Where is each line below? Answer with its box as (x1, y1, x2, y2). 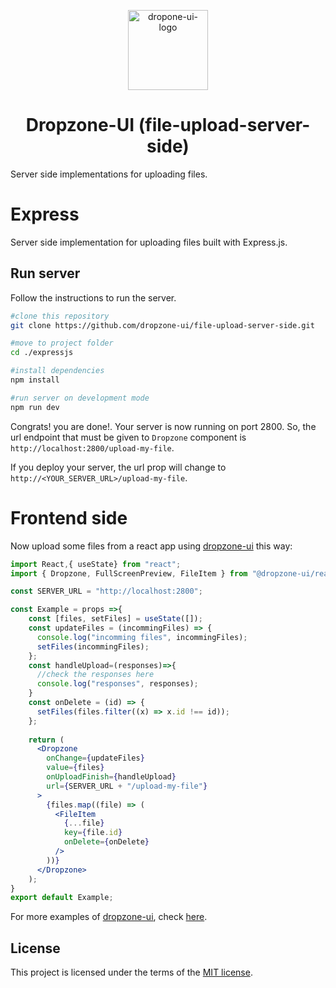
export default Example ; (10, 893, 114, 903)
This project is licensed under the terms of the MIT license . (10, 966, 253, 979)
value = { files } (46, 763, 105, 773)
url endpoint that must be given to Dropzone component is (10, 431, 247, 443)
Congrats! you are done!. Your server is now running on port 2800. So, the (10, 420, 317, 432)
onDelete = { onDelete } (63, 837, 150, 847)
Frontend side (10, 506, 128, 529)
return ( (28, 735, 65, 745)
